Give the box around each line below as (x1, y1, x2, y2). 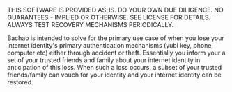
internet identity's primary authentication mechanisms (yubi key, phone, (7, 42, 214, 49)
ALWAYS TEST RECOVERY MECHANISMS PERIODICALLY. (7, 21, 174, 28)
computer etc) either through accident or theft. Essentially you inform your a (7, 48, 226, 57)
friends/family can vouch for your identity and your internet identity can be (7, 71, 222, 79)
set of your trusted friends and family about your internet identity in (7, 56, 201, 64)
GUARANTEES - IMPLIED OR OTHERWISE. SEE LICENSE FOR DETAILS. (7, 13, 211, 21)
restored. (7, 78, 33, 86)
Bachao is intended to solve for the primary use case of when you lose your (7, 34, 224, 42)
